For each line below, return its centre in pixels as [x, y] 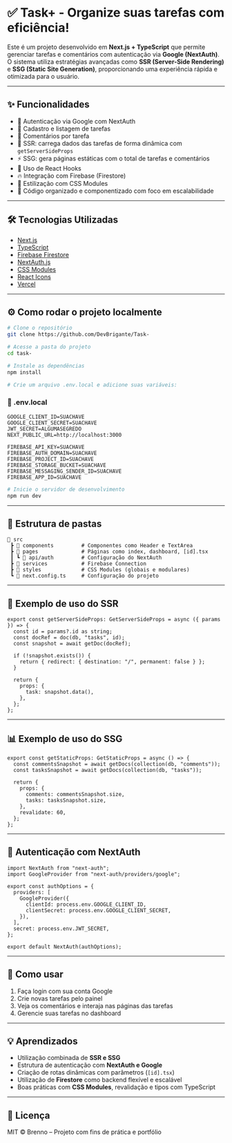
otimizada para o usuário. [43, 76]
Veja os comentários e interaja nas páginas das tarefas [95, 1005]
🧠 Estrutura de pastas [55, 523]
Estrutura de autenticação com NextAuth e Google [90, 1065]
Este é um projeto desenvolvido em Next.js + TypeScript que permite [106, 47]
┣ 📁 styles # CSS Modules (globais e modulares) [100, 570]
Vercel [26, 284]
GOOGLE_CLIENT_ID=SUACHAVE [46, 417]
